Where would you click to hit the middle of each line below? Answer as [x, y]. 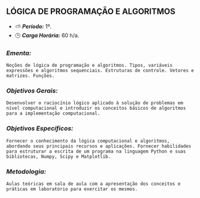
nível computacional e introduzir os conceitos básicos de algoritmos [96, 109]
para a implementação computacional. [53, 114]
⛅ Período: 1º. [33, 26]
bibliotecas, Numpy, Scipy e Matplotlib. [59, 156]
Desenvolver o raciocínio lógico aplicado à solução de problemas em [95, 103]
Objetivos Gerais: [32, 91]
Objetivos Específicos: [40, 128]
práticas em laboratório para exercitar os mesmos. [72, 189]
